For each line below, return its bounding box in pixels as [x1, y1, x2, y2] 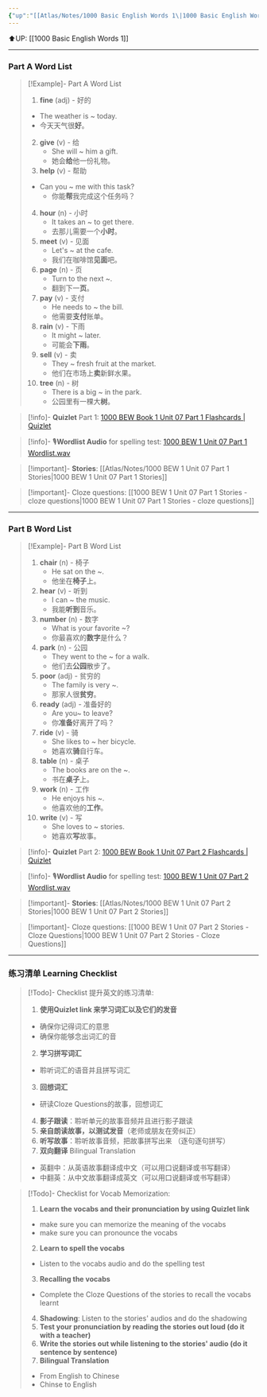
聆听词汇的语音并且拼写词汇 [39, 1065, 131, 1075]
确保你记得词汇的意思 [39, 1021, 110, 1031]
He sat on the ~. [51, 566, 105, 577]
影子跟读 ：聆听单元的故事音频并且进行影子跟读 [39, 1115, 193, 1126]
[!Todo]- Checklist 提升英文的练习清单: [27, 987, 154, 997]
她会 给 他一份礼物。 [51, 156, 115, 165]
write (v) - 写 [39, 813, 83, 823]
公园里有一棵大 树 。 [51, 396, 115, 406]
